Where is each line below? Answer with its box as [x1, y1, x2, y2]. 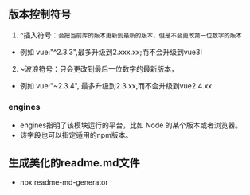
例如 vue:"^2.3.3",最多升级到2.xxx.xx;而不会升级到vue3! [19, 47, 203, 57]
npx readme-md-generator [19, 177, 109, 187]
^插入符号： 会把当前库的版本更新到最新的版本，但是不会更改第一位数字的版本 [19, 30, 243, 40]
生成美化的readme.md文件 [8, 156, 141, 170]
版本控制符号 [8, 7, 72, 21]
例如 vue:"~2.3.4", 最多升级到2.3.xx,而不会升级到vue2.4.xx [19, 80, 213, 90]
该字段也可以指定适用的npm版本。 [19, 131, 133, 140]
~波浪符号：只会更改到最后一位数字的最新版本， [19, 64, 179, 73]
